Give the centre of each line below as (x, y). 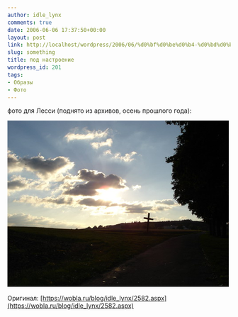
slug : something (31, 52)
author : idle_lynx (34, 15)
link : (15, 45)
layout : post (27, 38)
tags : (15, 74)
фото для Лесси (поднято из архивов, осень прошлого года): (100, 111)
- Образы (20, 82)
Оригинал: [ (25, 299)
